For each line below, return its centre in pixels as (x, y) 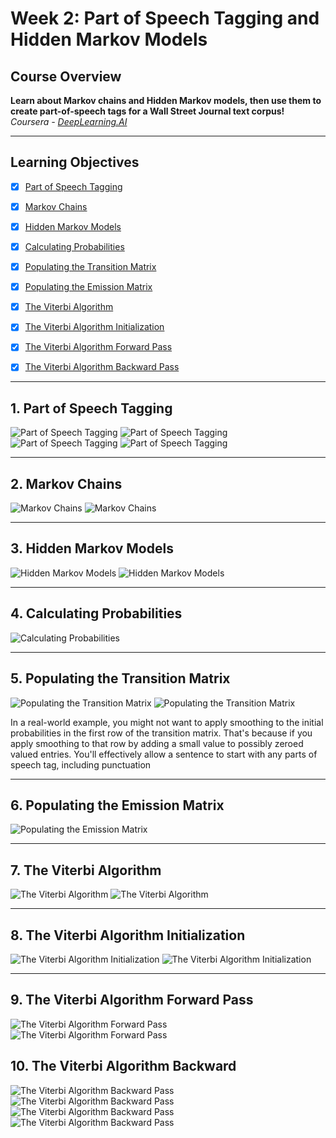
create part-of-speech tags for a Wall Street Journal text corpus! (147, 111)
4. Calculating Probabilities (96, 613)
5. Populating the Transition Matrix (120, 678)
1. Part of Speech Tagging (91, 408)
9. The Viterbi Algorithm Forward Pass (132, 1000)
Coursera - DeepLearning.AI (69, 121)
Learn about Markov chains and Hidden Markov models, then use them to (166, 100)
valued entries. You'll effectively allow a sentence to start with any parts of (164, 754)
